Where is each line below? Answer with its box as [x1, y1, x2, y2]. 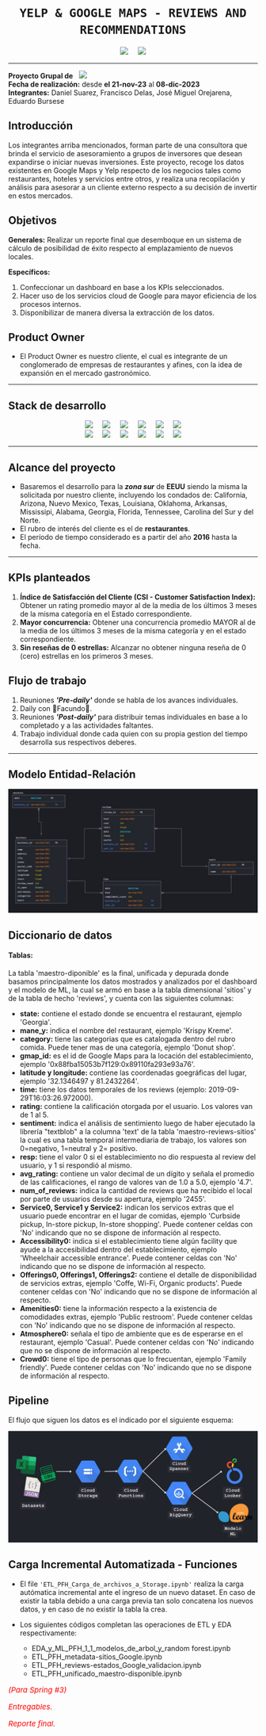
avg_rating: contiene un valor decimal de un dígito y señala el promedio [19, 1169, 255, 1179]
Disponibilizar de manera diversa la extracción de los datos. [19, 308, 215, 317]
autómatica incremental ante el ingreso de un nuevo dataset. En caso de [19, 1587, 256, 1596]
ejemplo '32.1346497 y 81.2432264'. [19, 1076, 139, 1086]
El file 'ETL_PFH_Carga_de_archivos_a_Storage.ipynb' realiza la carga [19, 1579, 244, 1589]
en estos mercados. [8, 190, 73, 201]
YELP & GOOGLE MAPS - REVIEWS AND [19, 6, 247, 21]
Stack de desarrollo [8, 399, 107, 412]
